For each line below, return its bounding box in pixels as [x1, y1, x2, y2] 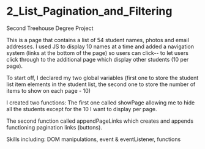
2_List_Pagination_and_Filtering [6, 4, 173, 18]
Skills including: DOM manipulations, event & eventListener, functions [6, 136, 181, 143]
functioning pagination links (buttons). [6, 123, 103, 131]
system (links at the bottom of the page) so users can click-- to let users [6, 49, 188, 56]
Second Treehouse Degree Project [6, 24, 94, 32]
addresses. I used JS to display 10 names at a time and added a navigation [6, 43, 195, 50]
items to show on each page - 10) [6, 87, 91, 94]
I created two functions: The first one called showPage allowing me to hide [6, 99, 195, 106]
